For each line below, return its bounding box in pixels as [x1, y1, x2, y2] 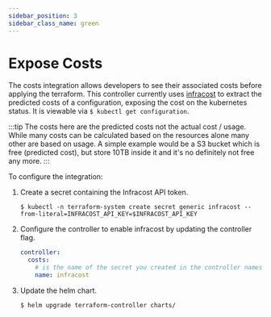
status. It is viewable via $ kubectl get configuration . [8, 106, 190, 116]
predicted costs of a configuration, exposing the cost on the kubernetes [8, 98, 248, 107]
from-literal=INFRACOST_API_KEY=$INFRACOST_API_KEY [19, 211, 198, 219]
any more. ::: [8, 156, 50, 166]
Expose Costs [8, 54, 103, 73]
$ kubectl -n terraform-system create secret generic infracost [19, 203, 241, 211]
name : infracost [35, 271, 90, 279]
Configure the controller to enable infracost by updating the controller [19, 224, 252, 234]
